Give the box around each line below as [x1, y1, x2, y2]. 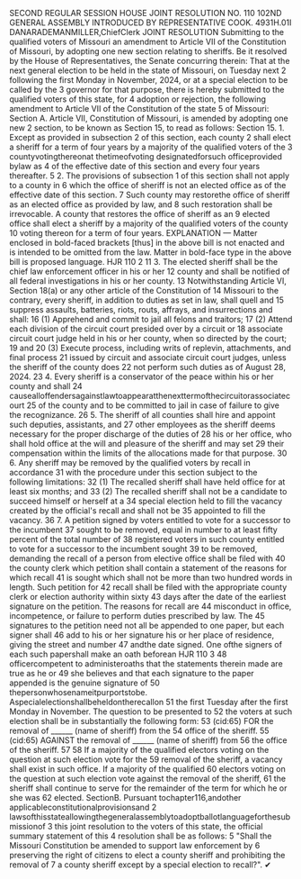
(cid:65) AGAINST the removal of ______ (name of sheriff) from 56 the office [9, 735, 288, 746]
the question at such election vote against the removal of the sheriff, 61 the [9, 774, 286, 784]
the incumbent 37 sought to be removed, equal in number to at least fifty [9, 524, 279, 535]
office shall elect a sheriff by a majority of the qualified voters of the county [9, 218, 289, 229]
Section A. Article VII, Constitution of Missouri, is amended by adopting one [9, 113, 289, 123]
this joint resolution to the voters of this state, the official [54, 821, 263, 831]
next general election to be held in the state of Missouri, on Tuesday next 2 [9, 65, 287, 76]
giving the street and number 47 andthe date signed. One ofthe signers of [9, 639, 283, 649]
